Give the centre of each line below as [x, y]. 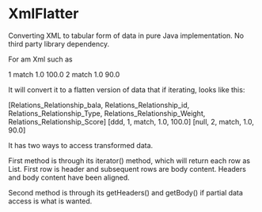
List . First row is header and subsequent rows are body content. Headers [127, 169]
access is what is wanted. [50, 201]
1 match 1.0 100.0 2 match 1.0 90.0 [64, 74]
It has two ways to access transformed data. [81, 145]
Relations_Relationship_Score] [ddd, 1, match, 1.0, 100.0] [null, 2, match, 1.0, [131, 121]
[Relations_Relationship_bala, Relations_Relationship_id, [99, 105]
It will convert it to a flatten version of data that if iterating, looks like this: [127, 89]
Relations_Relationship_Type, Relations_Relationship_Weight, [107, 113]
